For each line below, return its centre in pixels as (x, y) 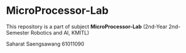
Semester (18, 32)
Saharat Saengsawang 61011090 (45, 44)
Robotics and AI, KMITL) (60, 32)
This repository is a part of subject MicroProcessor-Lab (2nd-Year (87, 26)
